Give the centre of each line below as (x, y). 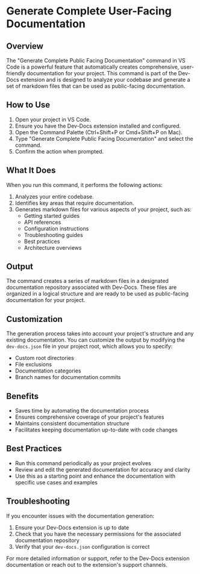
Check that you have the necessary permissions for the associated (98, 534)
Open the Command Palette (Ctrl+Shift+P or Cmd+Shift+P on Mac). (98, 132)
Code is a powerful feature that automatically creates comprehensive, (93, 67)
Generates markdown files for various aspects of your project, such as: (103, 209)
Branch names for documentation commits (68, 377)
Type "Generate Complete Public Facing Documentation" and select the (104, 138)
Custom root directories (44, 358)
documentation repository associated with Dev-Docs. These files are (92, 288)
